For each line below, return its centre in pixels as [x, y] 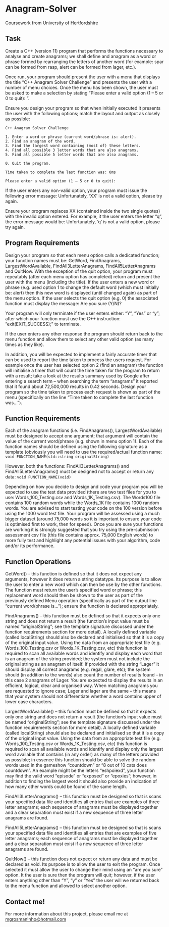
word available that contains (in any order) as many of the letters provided [82, 754]
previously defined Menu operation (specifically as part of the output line [81, 601]
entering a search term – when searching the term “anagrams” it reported [81, 381]
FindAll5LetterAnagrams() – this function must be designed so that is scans [83, 828]
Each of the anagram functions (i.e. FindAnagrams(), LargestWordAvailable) [84, 430]
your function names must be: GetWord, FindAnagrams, [63, 260]
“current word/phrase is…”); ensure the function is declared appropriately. [82, 606]
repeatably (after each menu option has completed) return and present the [83, 276]
